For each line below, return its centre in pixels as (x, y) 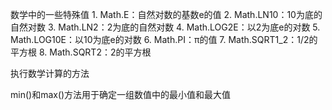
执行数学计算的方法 (50, 73)
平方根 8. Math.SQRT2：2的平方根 (81, 52)
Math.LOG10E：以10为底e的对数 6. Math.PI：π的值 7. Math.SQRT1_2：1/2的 (164, 39)
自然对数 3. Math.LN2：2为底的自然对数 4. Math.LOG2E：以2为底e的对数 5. (165, 27)
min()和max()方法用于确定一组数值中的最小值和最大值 (121, 94)
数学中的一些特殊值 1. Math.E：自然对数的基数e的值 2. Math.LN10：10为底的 (166, 14)
